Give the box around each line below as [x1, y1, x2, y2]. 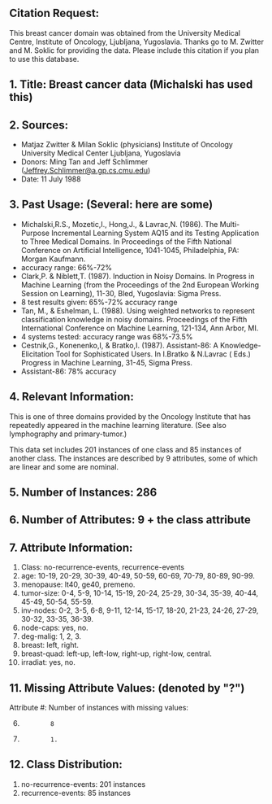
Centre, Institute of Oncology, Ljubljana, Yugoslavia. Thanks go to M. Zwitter [9, 37, 265, 46]
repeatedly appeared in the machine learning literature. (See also [9, 420, 227, 430]
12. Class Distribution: [9, 758, 123, 771]
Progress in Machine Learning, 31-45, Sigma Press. [20, 357, 193, 367]
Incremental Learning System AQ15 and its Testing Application [50, 228, 259, 238]
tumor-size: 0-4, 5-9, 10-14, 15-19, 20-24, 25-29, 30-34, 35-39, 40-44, [20, 588, 259, 598]
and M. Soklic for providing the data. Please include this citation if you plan [9, 45, 259, 55]
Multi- [219, 219, 240, 229]
